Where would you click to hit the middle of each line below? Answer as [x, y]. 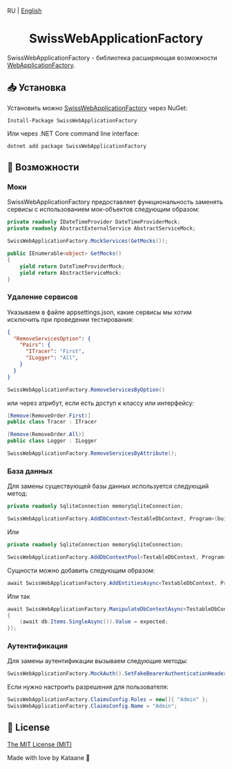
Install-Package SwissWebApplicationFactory [72, 120]
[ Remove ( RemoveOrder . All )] [46, 435]
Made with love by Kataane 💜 [49, 757]
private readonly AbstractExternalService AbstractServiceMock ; [101, 228]
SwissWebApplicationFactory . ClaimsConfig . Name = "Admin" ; [92, 706]
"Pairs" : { [35, 345]
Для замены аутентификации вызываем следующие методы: [97, 661]
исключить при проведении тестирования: [70, 319]
